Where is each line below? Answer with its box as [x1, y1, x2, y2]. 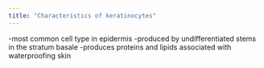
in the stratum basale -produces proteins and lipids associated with [8, 42, 232, 52]
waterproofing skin [8, 50, 71, 60]
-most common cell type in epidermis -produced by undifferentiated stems [8, 34, 256, 43]
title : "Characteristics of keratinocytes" [8, 11, 157, 20]
